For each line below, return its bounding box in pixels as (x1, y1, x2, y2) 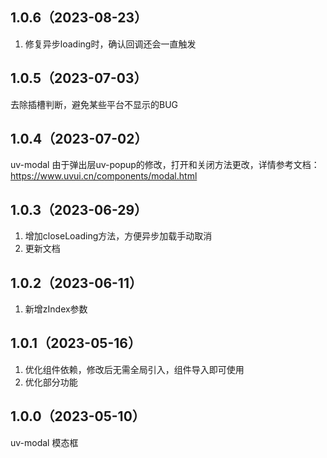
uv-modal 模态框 (10, 436, 79, 448)
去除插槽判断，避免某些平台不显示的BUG (10, 98, 179, 110)
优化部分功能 (24, 376, 78, 388)
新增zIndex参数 (24, 303, 88, 315)
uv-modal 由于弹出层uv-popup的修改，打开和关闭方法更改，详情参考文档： (10, 159, 320, 171)
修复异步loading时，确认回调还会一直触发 (24, 38, 197, 50)
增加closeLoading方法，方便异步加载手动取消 (24, 230, 213, 242)
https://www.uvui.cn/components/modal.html (10, 170, 198, 182)
